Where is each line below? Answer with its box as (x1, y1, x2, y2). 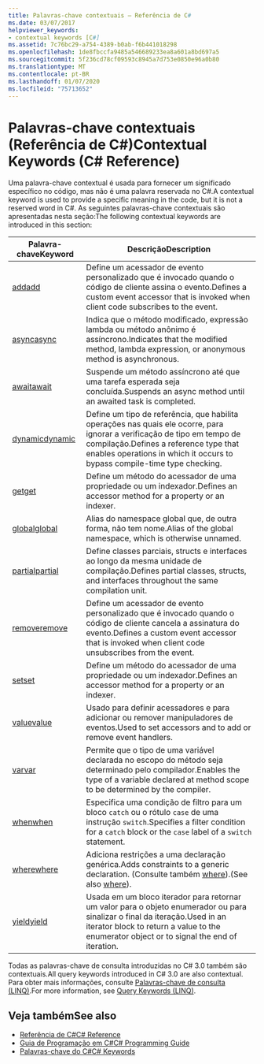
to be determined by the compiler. (86, 784, 211, 795)
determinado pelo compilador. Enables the (86, 765, 240, 776)
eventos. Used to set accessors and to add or (86, 722, 251, 733)
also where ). (86, 879, 132, 890)
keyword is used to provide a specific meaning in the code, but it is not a (8, 195, 244, 205)
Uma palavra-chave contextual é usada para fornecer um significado (8, 178, 232, 188)
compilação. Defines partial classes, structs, (86, 565, 247, 576)
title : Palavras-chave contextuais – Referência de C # (8, 11, 192, 20)
